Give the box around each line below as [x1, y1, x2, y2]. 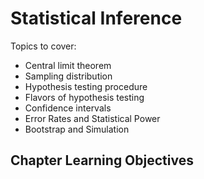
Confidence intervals [24, 102, 112, 114]
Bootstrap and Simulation [24, 123, 130, 135]
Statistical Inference [10, 7, 183, 30]
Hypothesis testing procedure [24, 80, 148, 92]
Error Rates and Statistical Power [24, 112, 161, 124]
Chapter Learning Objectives [10, 152, 194, 169]
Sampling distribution [24, 70, 113, 82]
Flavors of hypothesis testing [24, 91, 145, 103]
